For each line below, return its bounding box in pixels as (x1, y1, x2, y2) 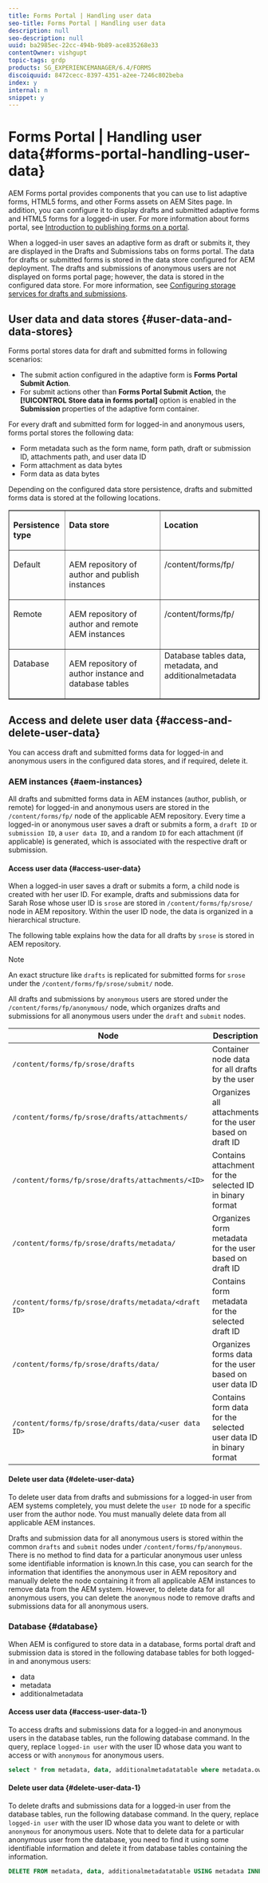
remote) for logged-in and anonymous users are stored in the (8, 803, 210, 812)
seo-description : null (8, 34, 84, 42)
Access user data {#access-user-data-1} (8, 1707, 148, 1717)
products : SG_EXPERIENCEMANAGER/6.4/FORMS (8, 64, 152, 72)
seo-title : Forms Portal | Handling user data (8, 19, 166, 27)
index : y (8, 78, 37, 86)
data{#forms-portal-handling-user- (8, 145, 251, 163)
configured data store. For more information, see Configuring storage (8, 281, 236, 290)
